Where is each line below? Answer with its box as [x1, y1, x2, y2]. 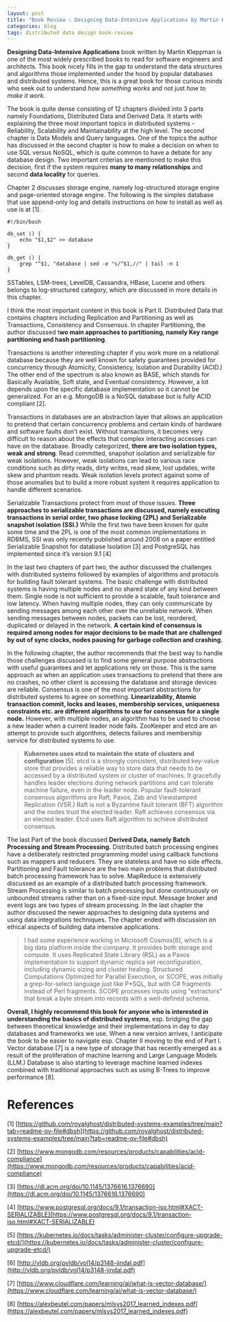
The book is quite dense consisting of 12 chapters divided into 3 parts [7, 105, 204, 113]
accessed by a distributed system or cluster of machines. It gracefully [23, 772, 221, 780]
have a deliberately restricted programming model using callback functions [7, 850, 219, 859]
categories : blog [7, 23, 57, 29]
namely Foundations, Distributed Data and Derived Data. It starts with [7, 112, 203, 120]
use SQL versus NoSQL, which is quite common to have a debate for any [7, 149, 212, 157]
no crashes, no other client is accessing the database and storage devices [7, 678, 217, 687]
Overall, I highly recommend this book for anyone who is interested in [7, 1008, 209, 1016]
